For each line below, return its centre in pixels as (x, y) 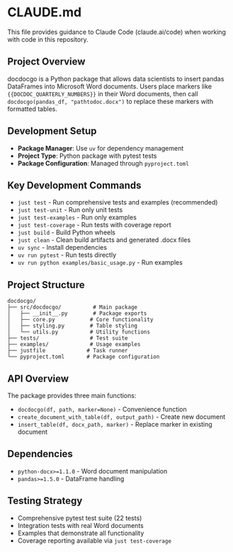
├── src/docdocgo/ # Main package (73, 307)
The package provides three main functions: (72, 396)
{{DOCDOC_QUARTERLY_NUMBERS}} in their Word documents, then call (103, 93)
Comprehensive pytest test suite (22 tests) (80, 518)
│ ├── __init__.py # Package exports (77, 314)
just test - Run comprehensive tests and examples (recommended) (118, 202)
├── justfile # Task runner (68, 351)
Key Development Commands (74, 185)
